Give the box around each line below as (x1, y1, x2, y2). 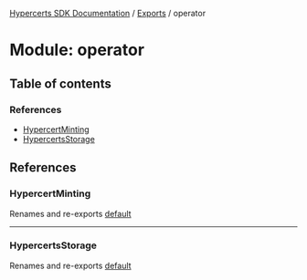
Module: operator (9, 40, 144, 60)
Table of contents (9, 76, 111, 91)
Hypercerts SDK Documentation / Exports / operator (9, 8, 206, 18)
